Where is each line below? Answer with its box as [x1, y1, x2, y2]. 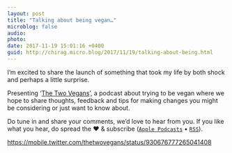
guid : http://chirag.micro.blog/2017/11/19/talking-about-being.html [7, 49, 214, 56]
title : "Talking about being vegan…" [7, 17, 117, 24]
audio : [7, 29, 26, 37]
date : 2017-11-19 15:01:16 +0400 [7, 42, 105, 49]
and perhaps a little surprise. [7, 75, 90, 83]
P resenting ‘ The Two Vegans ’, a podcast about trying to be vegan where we [7, 88, 225, 97]
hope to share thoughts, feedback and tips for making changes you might [7, 96, 218, 104]
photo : [7, 36, 26, 43]
